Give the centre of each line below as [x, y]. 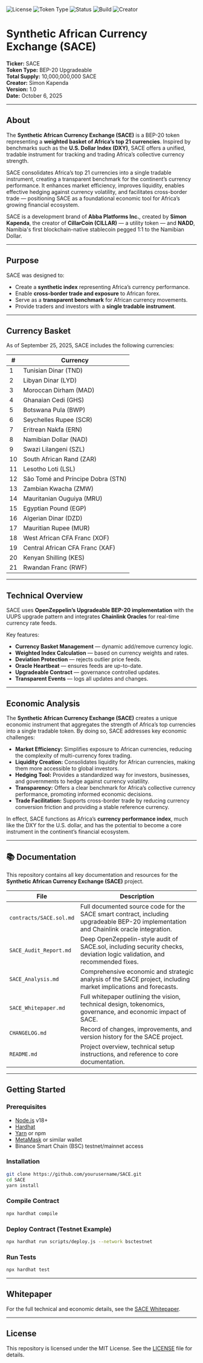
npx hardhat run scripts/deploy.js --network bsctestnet [79, 1241]
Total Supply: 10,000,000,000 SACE [51, 76]
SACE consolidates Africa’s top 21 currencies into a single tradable [89, 172]
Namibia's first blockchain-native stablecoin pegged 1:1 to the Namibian [95, 229]
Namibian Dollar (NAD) [56, 439]
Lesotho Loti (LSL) [49, 469]
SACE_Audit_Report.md [40, 950]
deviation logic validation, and [122, 954]
